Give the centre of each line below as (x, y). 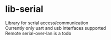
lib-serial (24, 9)
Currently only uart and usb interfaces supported (56, 28)
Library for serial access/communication (47, 23)
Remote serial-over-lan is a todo (38, 33)
